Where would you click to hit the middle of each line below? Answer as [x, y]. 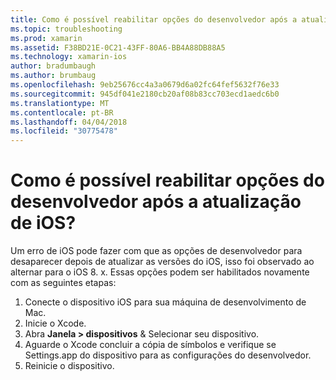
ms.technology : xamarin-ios [69, 57]
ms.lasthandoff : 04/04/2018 [69, 122]
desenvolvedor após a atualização [156, 202]
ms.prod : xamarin [46, 38]
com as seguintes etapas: [63, 283]
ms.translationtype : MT [60, 103]
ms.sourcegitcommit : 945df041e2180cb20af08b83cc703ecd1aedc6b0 [145, 94]
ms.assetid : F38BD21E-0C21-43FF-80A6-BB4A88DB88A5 [118, 47]
